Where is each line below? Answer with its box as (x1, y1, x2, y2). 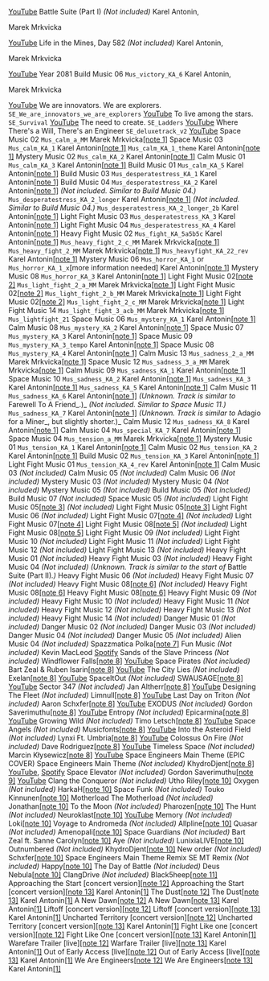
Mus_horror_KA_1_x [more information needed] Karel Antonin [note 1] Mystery (8, 263, 259, 272)
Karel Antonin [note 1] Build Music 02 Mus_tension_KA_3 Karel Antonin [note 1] (8, 451, 259, 460)
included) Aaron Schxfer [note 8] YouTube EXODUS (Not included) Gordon (8, 699, 253, 708)
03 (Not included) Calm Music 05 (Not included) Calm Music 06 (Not (8, 468, 235, 477)
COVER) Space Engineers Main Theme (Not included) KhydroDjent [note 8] (8, 759, 255, 768)
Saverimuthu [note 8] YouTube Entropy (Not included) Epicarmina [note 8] (8, 707, 250, 717)
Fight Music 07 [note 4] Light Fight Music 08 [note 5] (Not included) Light (8, 519, 247, 529)
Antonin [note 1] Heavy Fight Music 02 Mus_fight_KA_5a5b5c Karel (8, 229, 222, 238)
